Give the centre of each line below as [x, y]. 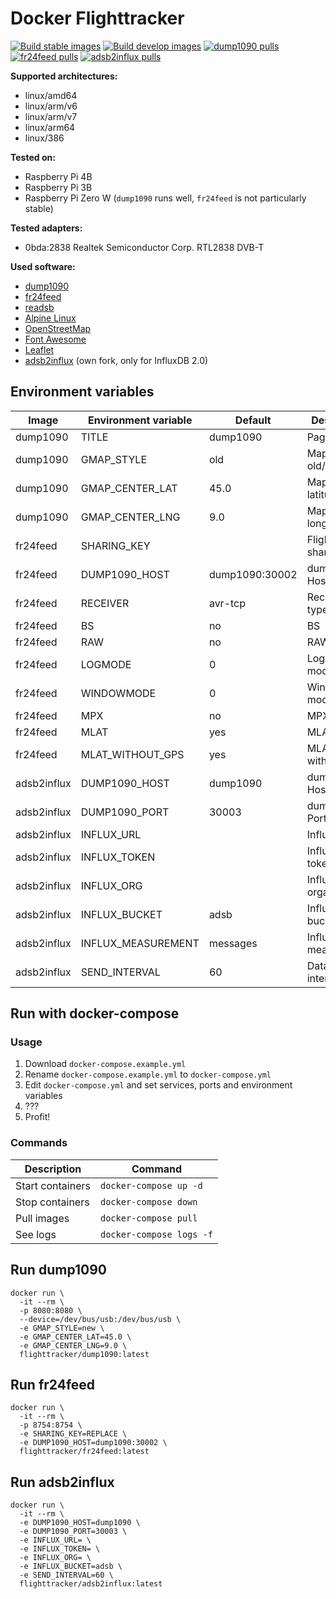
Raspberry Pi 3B [58, 187]
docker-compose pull [148, 1218]
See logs [36, 1234]
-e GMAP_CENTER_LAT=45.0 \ [75, 1337]
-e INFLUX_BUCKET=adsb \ [71, 1567]
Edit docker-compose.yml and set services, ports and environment [158, 1085]
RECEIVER [105, 603]
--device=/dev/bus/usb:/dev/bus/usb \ [100, 1319]
